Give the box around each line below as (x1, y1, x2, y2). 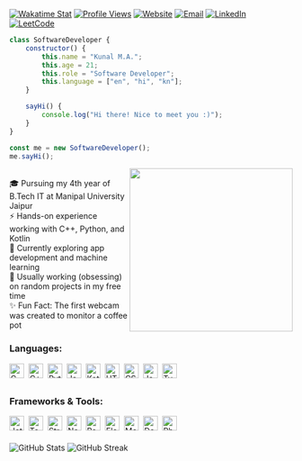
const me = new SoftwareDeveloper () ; (9, 143, 151, 152)
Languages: (9, 342, 63, 355)
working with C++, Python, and (9, 223, 125, 234)
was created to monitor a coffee (9, 311, 129, 321)
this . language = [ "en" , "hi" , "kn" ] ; (41, 77, 182, 86)
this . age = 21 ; (41, 60, 99, 69)
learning (9, 262, 40, 273)
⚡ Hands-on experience (9, 211, 98, 221)
